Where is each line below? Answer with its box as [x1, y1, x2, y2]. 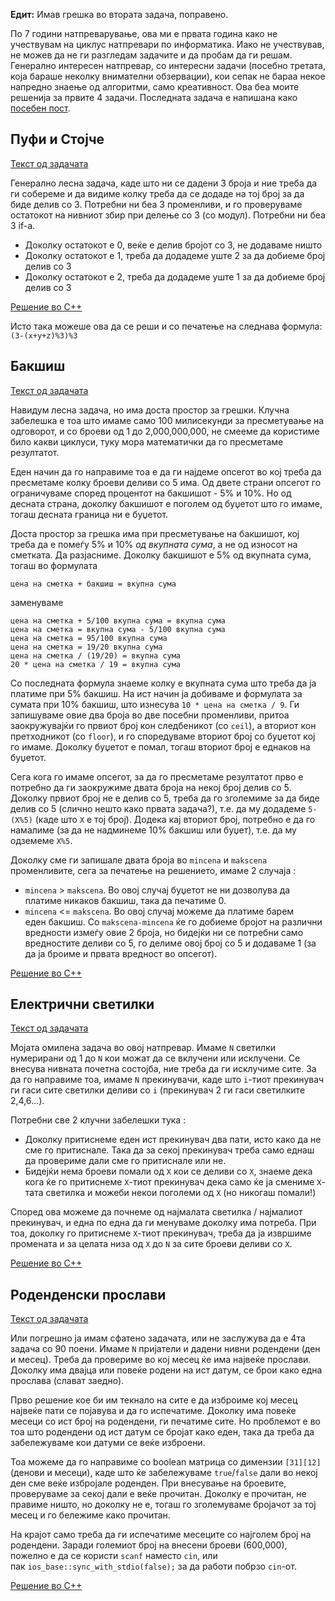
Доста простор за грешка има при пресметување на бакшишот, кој [10, 527, 300, 539]
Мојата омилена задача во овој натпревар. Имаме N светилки [10, 1042, 277, 1054]
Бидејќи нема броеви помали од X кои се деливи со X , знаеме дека [24, 1165, 313, 1178]
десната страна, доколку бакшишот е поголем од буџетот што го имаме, [10, 497, 323, 509]
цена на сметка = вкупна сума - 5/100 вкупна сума [10, 624, 226, 634]
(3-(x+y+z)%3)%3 [10, 330, 78, 341]
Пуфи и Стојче [10, 131, 105, 148]
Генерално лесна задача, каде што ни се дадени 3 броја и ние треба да [10, 177, 318, 189]
